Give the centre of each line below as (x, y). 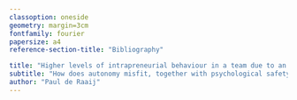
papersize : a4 (35, 42)
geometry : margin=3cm (49, 25)
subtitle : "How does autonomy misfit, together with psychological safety (150, 74)
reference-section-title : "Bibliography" (87, 50)
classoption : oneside (49, 17)
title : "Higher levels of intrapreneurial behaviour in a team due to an (148, 66)
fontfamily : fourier (47, 33)
